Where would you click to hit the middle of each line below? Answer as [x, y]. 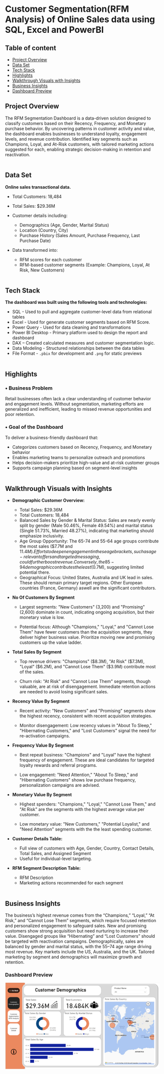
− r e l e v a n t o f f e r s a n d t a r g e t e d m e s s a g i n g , [60, 557]
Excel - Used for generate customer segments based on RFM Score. [81, 322]
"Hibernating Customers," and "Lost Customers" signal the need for [88, 731]
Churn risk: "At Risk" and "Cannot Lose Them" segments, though [85, 682]
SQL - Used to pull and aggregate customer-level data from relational [82, 312]
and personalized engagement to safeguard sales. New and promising [76, 926]
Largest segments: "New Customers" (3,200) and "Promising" [82, 607]
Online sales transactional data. [38, 187]
